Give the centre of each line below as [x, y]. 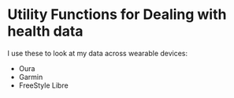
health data [45, 31]
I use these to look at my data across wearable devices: [98, 53]
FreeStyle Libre [43, 85]
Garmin [31, 77]
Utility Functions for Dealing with [117, 15]
